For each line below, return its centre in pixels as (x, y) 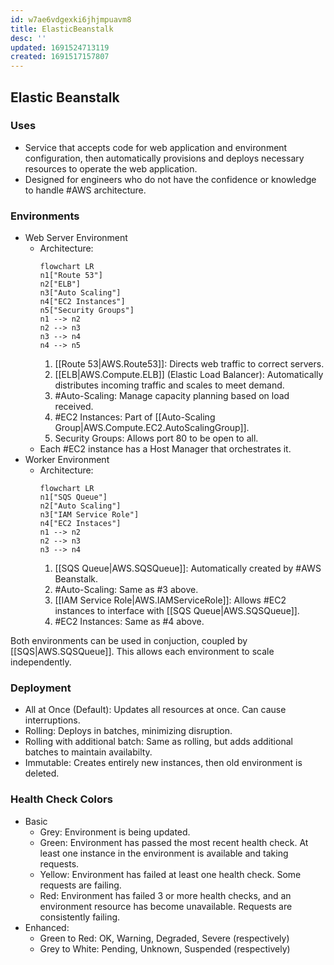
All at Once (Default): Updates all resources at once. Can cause (155, 710)
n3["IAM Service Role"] (89, 515)
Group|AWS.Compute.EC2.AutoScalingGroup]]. (152, 428)
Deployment (41, 688)
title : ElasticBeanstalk (62, 29)
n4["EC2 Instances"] (82, 302)
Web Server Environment (76, 238)
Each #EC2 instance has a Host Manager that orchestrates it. (165, 449)
